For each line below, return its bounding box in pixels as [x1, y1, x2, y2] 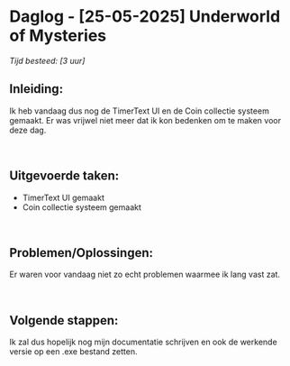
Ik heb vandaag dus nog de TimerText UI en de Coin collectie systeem [9, 105, 270, 116]
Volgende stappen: [9, 313, 119, 328]
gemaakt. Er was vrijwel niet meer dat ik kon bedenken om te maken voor [9, 114, 282, 125]
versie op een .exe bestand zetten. [9, 346, 138, 357]
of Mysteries [9, 25, 106, 46]
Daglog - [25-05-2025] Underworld [9, 6, 281, 27]
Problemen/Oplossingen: [9, 245, 154, 261]
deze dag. [9, 124, 47, 135]
